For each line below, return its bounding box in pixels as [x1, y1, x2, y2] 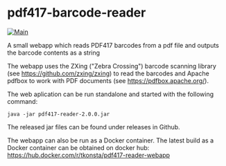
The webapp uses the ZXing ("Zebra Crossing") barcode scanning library [7, 62, 217, 70]
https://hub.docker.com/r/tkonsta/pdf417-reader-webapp [7, 151, 171, 159]
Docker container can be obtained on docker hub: [7, 143, 150, 151]
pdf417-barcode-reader [7, 5, 146, 21]
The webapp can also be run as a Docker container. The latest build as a [7, 136, 214, 145]
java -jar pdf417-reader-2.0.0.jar [7, 111, 110, 118]
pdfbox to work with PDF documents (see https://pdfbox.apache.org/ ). [7, 76, 209, 84]
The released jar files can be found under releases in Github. [7, 122, 180, 131]
